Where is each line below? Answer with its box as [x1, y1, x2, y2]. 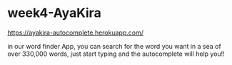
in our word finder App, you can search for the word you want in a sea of [7, 42, 221, 50]
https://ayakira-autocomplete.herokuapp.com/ [7, 28, 144, 37]
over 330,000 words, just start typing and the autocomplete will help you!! [7, 49, 225, 58]
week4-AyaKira [7, 5, 101, 21]
